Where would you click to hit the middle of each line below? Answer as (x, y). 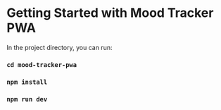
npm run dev (27, 99)
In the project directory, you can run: (59, 47)
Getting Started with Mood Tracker (110, 13)
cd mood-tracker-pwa (42, 65)
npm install (27, 82)
